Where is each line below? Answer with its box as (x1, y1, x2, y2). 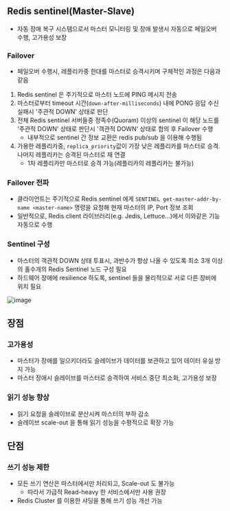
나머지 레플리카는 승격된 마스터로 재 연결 (16, 150, 126, 159)
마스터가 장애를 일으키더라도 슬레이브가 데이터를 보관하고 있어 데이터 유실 (16, 356, 214, 365)
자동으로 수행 (16, 220, 53, 229)
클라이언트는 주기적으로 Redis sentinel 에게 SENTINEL (16, 195, 161, 203)
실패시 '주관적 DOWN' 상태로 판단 (16, 108, 108, 116)
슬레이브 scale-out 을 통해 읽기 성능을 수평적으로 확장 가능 (16, 418, 174, 427)
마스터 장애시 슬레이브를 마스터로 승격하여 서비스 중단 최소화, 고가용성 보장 (16, 374, 218, 382)
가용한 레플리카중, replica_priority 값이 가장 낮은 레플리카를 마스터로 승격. (16, 142, 220, 150)
